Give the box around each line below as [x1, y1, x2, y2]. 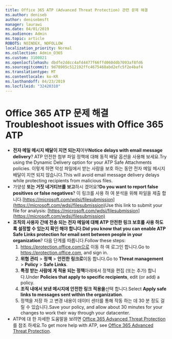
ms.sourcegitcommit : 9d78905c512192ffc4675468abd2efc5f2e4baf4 [5, 65, 143, 70]
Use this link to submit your [104, 202, 163, 208]
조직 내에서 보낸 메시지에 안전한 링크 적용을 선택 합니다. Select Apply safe [20, 285, 167, 292]
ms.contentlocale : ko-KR [5, 74, 58, 79]
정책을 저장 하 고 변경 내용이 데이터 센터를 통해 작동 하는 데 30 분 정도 [20, 298, 160, 304]
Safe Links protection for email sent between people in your [12, 231, 142, 237]
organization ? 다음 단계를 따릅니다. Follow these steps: [12, 237, 126, 243]
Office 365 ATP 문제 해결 [5, 107, 109, 119]
